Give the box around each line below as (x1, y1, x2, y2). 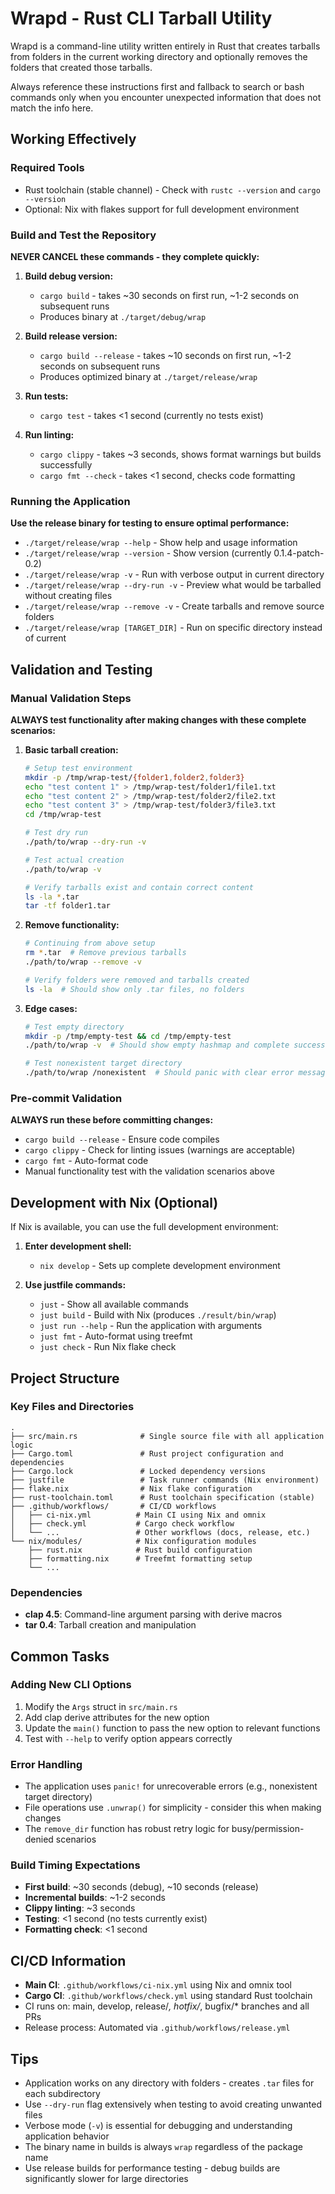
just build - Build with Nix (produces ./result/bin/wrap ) (39, 1309, 277, 1321)
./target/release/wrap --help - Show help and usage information (24, 537, 298, 549)
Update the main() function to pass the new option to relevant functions (24, 1722, 321, 1734)
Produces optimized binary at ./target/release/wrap (39, 370, 258, 382)
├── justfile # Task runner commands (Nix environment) (10, 1475, 320, 1485)
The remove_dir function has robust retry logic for (24, 1823, 230, 1835)
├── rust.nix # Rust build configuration (28, 1545, 253, 1555)
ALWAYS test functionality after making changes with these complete (10, 713, 307, 726)
